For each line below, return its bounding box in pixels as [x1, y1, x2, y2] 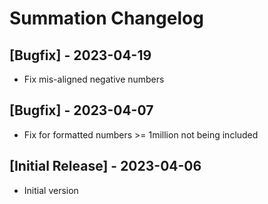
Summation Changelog [9, 7, 204, 30]
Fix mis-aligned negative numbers [23, 73, 165, 85]
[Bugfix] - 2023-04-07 [9, 102, 154, 119]
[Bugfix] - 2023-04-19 [9, 47, 152, 64]
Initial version [23, 184, 79, 196]
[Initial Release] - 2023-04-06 [9, 158, 202, 175]
